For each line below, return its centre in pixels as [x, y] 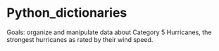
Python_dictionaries [67, 13]
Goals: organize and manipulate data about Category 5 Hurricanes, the [109, 32]
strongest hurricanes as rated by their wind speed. [80, 39]
